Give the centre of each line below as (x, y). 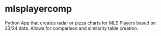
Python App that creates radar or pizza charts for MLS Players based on (81, 23)
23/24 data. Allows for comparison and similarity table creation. (72, 28)
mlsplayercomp (38, 9)
